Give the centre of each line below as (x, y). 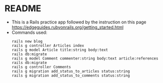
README (23, 9)
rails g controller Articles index (48, 45)
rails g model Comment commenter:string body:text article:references (85, 58)
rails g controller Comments (41, 67)
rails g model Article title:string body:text (60, 50)
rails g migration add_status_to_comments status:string (71, 75)
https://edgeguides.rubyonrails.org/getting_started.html (68, 27)
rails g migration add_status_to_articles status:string (71, 71)
